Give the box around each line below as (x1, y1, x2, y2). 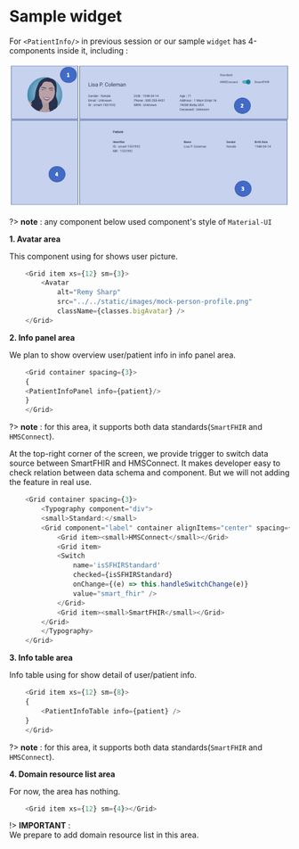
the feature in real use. (9, 477, 92, 488)
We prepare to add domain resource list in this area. (9, 829, 199, 840)
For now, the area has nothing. (9, 786, 121, 796)
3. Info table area (9, 653, 73, 664)
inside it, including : (57, 45, 129, 55)
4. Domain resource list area (9, 769, 116, 779)
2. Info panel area (9, 332, 76, 342)
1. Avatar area (9, 234, 61, 244)
